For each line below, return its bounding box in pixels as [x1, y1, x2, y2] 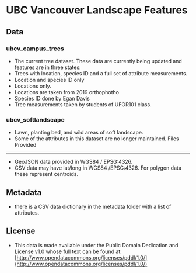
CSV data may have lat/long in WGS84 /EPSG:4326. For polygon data [14, 164, 182, 171]
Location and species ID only [14, 76, 85, 83]
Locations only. [14, 82, 51, 89]
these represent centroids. [14, 171, 79, 178]
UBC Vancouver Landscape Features [6, 4, 188, 17]
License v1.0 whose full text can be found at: [14, 248, 123, 255]
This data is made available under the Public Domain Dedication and [14, 241, 178, 248]
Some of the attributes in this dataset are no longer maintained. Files [14, 135, 179, 142]
